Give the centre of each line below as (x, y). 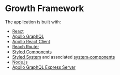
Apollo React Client (31, 41)
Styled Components (32, 52)
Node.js (20, 62)
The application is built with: (33, 22)
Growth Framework (45, 8)
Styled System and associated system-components (63, 57)
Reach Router (26, 46)
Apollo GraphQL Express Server (44, 67)
